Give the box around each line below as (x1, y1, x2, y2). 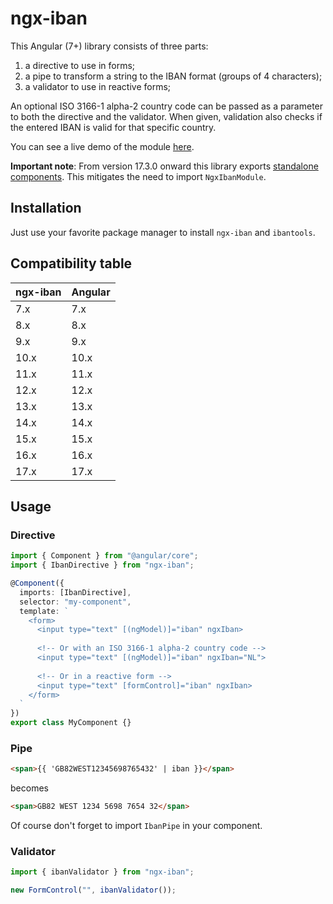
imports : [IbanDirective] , (19, 587, 132, 597)
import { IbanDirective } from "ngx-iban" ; (10, 560, 195, 571)
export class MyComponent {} (10, 718, 132, 728)
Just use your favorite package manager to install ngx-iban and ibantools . (10, 226, 316, 238)
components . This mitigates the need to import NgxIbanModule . (10, 170, 267, 182)
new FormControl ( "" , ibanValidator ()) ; (10, 885, 177, 896)
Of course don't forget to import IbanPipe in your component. (10, 820, 263, 832)
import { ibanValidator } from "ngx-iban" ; (10, 867, 195, 877)
